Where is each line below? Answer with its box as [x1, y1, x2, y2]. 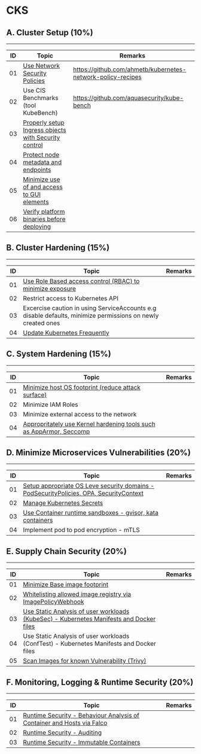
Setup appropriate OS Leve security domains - [23, 482, 154, 490]
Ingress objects [23, 126, 66, 134]
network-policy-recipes [72, 73, 142, 81]
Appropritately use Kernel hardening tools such [23, 419, 156, 428]
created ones [23, 318, 60, 327]
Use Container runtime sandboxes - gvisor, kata [23, 509, 159, 517]
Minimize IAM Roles [23, 400, 78, 409]
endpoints [23, 166, 51, 174]
